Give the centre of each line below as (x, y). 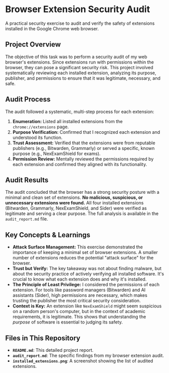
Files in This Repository (43, 338)
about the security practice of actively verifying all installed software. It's (88, 274)
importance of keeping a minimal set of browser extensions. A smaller (85, 252)
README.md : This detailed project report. (53, 350)
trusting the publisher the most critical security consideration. (77, 301)
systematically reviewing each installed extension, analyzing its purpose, (81, 73)
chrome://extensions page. (41, 127)
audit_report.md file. (27, 219)
